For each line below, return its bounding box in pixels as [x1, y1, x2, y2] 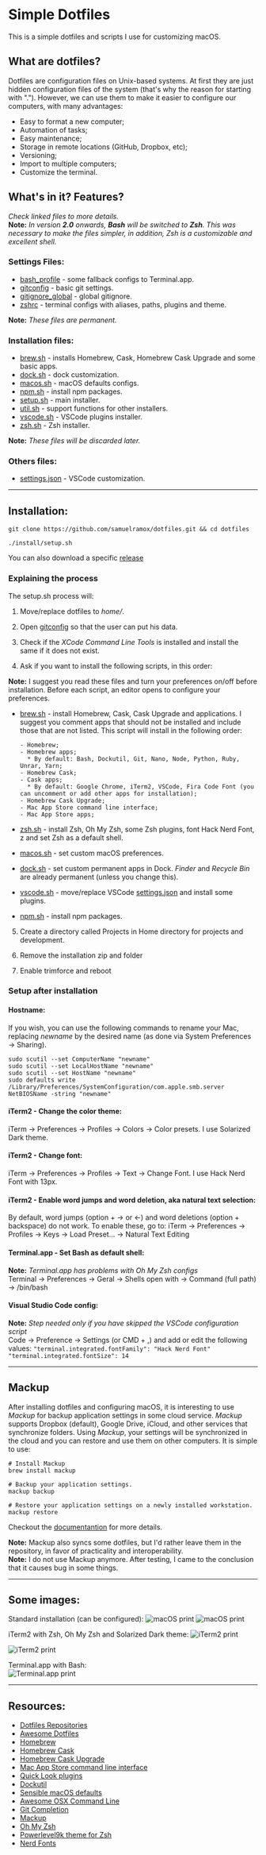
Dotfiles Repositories [19, 1721, 88, 1730]
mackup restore [8, 1508, 59, 1516]
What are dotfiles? [8, 55, 101, 68]
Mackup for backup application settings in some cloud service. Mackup [8, 1410, 243, 1420]
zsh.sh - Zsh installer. [19, 421, 90, 430]
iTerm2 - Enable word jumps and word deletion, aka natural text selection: [8, 1195, 256, 1205]
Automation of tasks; [19, 125, 88, 134]
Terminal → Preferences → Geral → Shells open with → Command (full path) [8, 1274, 257, 1283]
